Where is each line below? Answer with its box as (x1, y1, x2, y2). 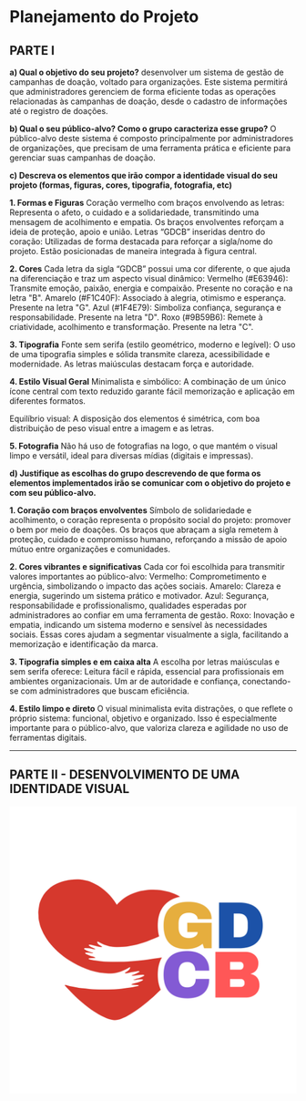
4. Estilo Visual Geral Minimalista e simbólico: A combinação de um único (9, 376, 287, 386)
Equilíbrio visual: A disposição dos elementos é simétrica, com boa (9, 413, 260, 424)
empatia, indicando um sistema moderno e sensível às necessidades (9, 620, 268, 630)
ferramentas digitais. (9, 732, 87, 743)
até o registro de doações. (9, 106, 108, 116)
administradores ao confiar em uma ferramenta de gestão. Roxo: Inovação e (9, 610, 295, 621)
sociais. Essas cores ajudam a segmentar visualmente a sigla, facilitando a (9, 629, 289, 640)
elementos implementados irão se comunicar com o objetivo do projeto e (9, 478, 291, 489)
